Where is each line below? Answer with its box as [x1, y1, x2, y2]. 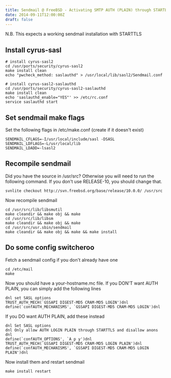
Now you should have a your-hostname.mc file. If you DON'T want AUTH [5, 280, 158, 286]
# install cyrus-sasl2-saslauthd [5, 82, 76, 87]
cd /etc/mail [5, 266, 33, 272]
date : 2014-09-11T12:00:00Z [5, 12, 65, 17]
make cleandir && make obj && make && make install [5, 229, 117, 235]
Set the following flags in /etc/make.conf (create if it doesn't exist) [5, 127, 144, 133]
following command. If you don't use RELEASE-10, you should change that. [5, 178, 162, 184]
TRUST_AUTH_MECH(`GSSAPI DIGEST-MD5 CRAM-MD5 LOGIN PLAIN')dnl [5, 341, 142, 346]
